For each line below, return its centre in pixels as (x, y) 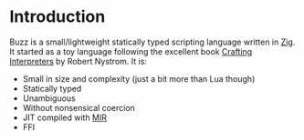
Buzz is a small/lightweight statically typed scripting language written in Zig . (152, 42)
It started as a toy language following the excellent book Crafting (131, 51)
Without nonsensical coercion (79, 107)
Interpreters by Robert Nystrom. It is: (79, 61)
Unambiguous (49, 98)
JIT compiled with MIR (65, 117)
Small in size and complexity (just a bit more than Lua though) (139, 78)
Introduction (58, 17)
